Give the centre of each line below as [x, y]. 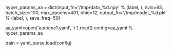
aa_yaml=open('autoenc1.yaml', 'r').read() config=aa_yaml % [69, 28]
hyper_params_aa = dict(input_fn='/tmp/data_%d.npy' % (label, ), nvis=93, [84, 7]
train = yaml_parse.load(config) [39, 43]
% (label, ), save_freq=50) [33, 18]
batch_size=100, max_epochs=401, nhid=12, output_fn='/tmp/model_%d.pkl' [86, 13]
